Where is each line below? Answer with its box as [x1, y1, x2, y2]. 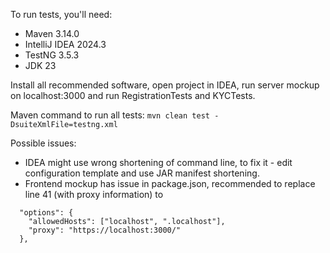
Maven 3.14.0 [24, 28, 80, 39]
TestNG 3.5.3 [24, 49, 80, 61]
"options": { [19, 208, 74, 218]
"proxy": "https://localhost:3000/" [28, 225, 182, 235]
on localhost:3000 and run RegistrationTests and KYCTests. [10, 90, 256, 101]
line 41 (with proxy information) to [24, 189, 164, 200]
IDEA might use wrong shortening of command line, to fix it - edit [24, 157, 293, 168]
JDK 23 [24, 60, 57, 71]
